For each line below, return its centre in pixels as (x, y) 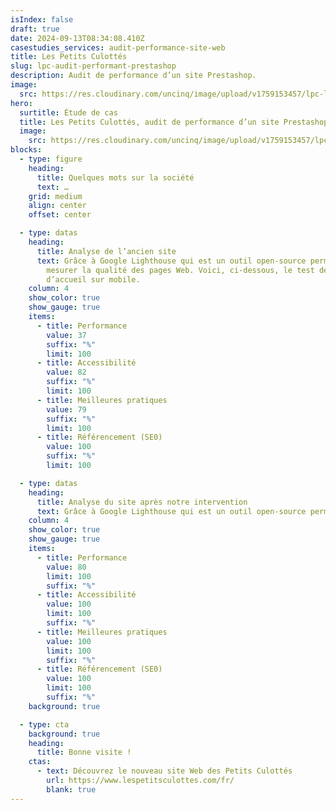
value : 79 (66, 409)
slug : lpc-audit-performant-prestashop (93, 66)
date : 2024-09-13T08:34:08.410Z (77, 38)
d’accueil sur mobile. (93, 279)
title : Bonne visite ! (84, 752)
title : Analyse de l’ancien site (106, 251)
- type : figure (51, 159)
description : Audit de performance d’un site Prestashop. (133, 76)
